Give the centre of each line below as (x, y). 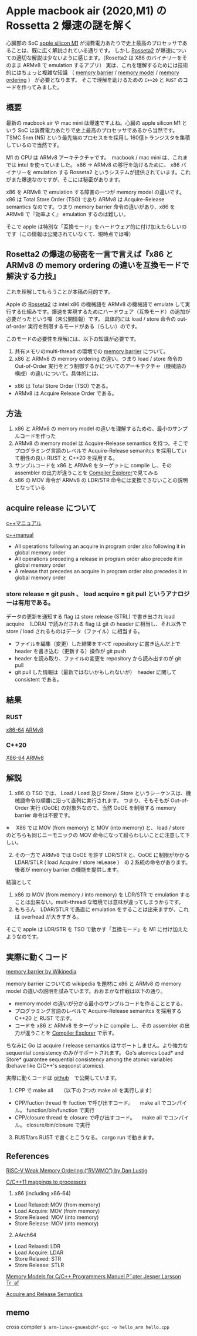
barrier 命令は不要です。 (44, 815)
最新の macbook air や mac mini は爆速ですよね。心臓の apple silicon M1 (93, 122)
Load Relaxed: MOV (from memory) (57, 1204)
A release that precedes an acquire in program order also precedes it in (101, 571)
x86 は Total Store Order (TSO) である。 (63, 385)
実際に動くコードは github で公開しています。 (63, 1078)
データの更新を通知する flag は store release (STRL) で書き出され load (90, 617)
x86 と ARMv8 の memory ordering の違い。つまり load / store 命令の (98, 358)
